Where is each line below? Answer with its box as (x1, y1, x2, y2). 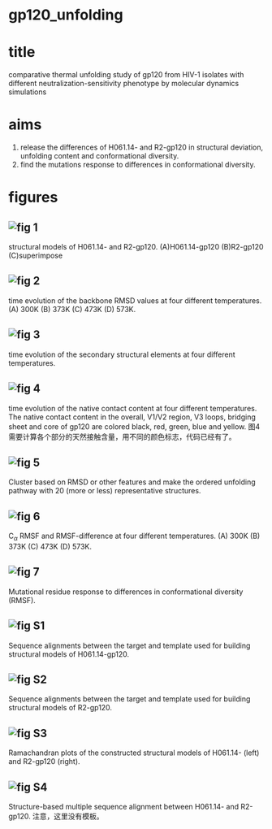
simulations (8, 87, 47, 97)
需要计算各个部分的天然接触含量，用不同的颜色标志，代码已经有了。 (8, 432, 236, 441)
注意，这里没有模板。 (32, 811, 104, 821)
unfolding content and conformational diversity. (19, 151, 179, 161)
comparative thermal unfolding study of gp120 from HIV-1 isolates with (8, 70, 244, 80)
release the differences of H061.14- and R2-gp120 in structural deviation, (19, 142, 264, 152)
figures (8, 189, 58, 206)
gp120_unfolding (8, 6, 123, 24)
